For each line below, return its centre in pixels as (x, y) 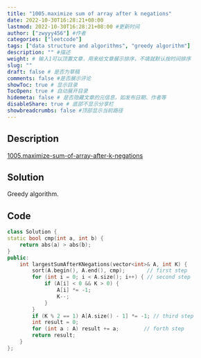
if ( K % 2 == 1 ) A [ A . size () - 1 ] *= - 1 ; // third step (113, 316)
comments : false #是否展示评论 (49, 78)
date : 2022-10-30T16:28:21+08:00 (55, 20)
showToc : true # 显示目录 (43, 85)
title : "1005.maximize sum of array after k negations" (89, 14)
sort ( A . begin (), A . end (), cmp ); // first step (110, 271)
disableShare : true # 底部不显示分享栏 (61, 104)
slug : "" (20, 65)
